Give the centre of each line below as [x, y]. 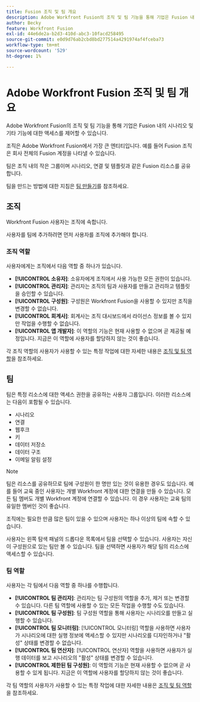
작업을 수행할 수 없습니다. [51, 323]
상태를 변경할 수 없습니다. [53, 642]
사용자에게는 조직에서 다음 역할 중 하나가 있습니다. [64, 266]
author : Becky [24, 23]
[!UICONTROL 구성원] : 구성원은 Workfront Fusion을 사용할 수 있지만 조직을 [104, 301]
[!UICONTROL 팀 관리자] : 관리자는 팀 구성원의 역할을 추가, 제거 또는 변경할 [102, 597]
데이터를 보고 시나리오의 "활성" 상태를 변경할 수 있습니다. [87, 657]
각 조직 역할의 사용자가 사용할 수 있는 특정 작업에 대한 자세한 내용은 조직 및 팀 [96, 351]
